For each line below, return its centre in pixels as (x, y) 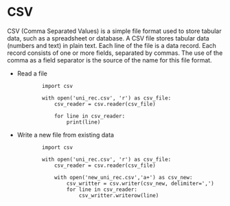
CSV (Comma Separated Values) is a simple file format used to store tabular (114, 31)
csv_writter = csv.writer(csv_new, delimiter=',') (140, 183)
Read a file (32, 73)
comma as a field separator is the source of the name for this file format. (110, 60)
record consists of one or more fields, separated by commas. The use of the (115, 53)
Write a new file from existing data (66, 135)
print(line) (83, 122)
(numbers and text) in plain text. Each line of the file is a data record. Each (112, 45)
